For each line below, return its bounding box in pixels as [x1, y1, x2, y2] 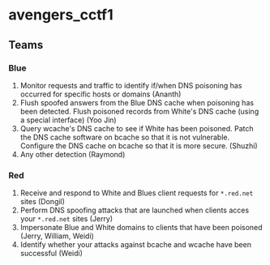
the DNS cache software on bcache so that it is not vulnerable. [19, 132, 230, 142]
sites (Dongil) [19, 197, 65, 207]
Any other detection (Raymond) [19, 149, 126, 159]
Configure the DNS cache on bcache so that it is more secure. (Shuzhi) [19, 140, 258, 151]
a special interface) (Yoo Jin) [19, 115, 117, 125]
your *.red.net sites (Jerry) [19, 214, 114, 224]
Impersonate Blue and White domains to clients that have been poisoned [19, 223, 263, 233]
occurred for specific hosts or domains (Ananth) [19, 89, 182, 99]
